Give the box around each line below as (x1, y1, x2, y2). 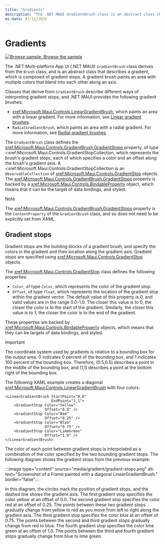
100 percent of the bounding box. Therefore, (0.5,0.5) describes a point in (5, 360, 154, 365)
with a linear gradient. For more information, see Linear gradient (12, 114, 141, 120)
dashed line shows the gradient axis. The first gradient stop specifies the (5, 491, 153, 497)
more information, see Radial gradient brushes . (12, 130, 108, 136)
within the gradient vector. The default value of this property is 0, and (12, 294, 153, 300)
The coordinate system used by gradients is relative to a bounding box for (5, 349, 155, 355)
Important (5, 339, 25, 345)
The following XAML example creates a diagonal (5, 379, 103, 385)
